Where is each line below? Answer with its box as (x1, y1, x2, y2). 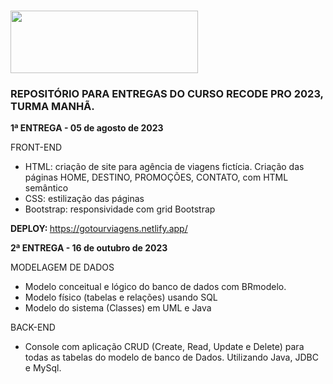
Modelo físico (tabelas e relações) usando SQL (24, 291, 218, 304)
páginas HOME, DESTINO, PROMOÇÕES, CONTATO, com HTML (24, 171, 289, 184)
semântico (24, 182, 69, 194)
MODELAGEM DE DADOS (10, 261, 115, 274)
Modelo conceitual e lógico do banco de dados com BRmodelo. (24, 281, 287, 293)
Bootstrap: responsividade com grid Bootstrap (24, 203, 216, 215)
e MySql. (24, 362, 62, 374)
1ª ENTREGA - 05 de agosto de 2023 (10, 122, 164, 134)
